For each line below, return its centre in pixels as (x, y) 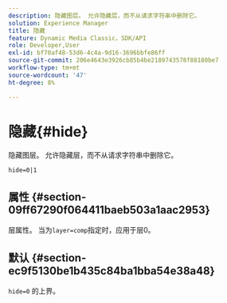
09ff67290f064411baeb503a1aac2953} (110, 210)
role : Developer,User (44, 46)
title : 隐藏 (27, 30)
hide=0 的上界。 (34, 291)
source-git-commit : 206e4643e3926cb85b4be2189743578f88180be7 (113, 61)
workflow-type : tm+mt (44, 68)
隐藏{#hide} (48, 132)
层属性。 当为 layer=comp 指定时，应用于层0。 (82, 230)
